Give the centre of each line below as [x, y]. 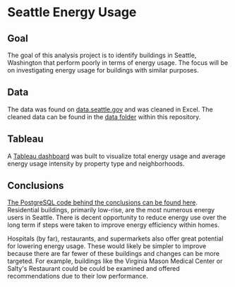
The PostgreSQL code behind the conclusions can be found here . [102, 202]
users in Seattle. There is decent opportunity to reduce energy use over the [117, 218]
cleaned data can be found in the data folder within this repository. [104, 116]
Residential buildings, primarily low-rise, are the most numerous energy [111, 210]
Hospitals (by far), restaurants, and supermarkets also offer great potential [115, 239]
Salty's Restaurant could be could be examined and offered [94, 269]
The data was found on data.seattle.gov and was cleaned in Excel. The [110, 109]
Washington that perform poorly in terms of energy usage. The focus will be [117, 63]
